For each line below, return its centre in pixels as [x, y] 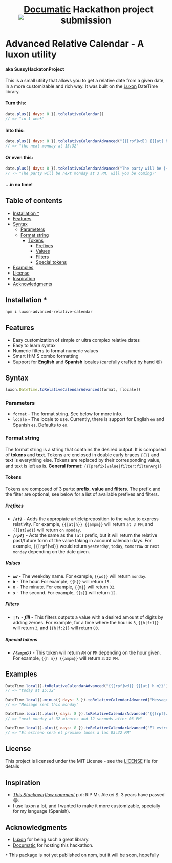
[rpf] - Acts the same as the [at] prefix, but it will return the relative [85, 535]
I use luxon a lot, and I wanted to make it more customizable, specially [87, 806]
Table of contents [34, 201]
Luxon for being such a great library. [51, 839]
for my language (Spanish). [41, 811]
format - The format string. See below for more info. [68, 414]
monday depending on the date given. [51, 551]
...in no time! [19, 185]
